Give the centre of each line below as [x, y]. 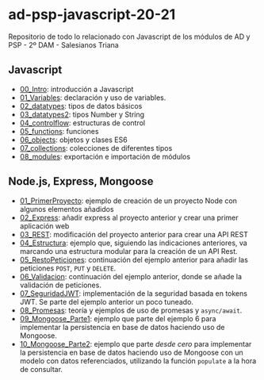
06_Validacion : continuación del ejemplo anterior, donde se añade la [130, 276]
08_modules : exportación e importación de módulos [105, 156]
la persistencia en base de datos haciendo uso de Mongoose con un [131, 352]
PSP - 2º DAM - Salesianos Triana [63, 44]
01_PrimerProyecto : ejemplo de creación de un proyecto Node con [128, 201]
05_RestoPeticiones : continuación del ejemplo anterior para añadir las [134, 259]
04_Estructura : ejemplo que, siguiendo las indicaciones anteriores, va [133, 243]
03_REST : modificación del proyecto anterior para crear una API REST [134, 234]
